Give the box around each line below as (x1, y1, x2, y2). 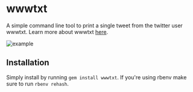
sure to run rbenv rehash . (6, 80, 69, 87)
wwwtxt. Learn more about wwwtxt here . (6, 28, 109, 35)
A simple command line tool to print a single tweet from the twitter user (6, 22, 183, 29)
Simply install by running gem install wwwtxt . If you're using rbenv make (6, 73, 187, 80)
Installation (6, 57, 49, 68)
